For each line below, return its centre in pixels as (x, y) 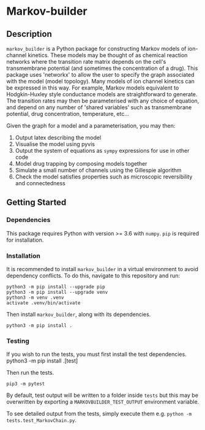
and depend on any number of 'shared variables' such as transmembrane (99, 107)
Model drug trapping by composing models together (81, 163)
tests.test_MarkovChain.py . (42, 420)
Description (29, 34)
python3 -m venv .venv (35, 298)
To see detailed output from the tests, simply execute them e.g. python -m (99, 414)
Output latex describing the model (58, 137)
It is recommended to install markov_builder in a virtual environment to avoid (102, 269)
